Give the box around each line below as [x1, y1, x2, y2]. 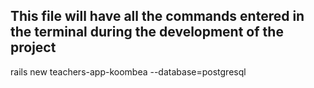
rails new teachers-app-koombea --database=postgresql [10, 65, 247, 78]
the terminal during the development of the [10, 24, 284, 41]
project [10, 39, 57, 56]
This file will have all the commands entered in [10, 8, 305, 25]
